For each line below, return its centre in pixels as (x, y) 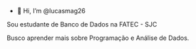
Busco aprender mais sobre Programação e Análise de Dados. (98, 38)
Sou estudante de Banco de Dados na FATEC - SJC (82, 24)
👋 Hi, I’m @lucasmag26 (51, 11)
